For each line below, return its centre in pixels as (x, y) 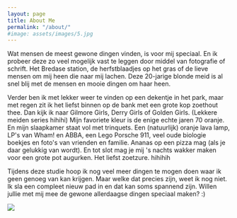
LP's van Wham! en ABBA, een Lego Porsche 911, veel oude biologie (107, 135)
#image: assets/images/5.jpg (50, 34)
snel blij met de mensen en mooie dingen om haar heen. (89, 84)
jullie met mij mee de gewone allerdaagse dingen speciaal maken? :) (106, 194)
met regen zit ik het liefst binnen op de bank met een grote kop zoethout (112, 105)
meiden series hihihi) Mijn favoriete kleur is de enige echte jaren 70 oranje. (116, 120)
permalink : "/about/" (39, 27)
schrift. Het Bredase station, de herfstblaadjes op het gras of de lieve (108, 69)
